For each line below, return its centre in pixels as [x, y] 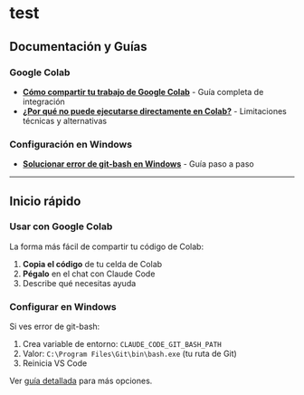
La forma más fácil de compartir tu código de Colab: [107, 246]
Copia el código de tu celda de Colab [92, 264]
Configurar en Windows [63, 306]
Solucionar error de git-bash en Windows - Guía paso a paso [138, 164]
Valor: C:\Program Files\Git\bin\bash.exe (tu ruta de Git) [129, 354]
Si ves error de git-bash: [55, 327]
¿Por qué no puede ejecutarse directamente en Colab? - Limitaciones [154, 111]
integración [43, 101]
